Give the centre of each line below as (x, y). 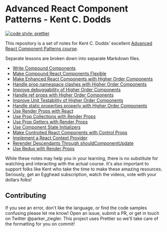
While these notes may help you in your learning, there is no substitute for (82, 158)
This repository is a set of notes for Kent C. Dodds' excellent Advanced (79, 43)
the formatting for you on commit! (40, 224)
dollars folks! (18, 180)
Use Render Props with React (43, 111)
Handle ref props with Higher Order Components (63, 95)
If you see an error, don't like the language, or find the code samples (76, 208)
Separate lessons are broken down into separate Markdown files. (73, 58)
